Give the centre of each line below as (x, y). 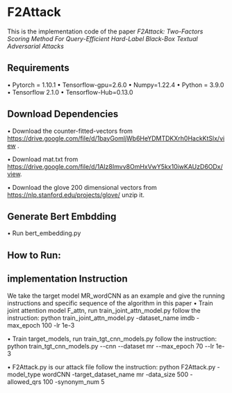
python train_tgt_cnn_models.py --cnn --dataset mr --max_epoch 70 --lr (111, 346)
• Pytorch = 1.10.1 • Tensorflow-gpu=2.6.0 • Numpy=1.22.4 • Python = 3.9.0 (116, 85)
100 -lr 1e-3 (58, 325)
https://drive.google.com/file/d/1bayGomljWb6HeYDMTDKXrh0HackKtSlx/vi (116, 138)
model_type (24, 374)
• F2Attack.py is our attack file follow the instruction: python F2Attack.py (111, 367)
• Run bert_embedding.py (44, 233)
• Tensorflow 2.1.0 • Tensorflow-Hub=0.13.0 (70, 92)
